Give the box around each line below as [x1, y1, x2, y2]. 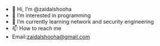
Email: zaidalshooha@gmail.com [11, 33, 91, 40]
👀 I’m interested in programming [11, 12, 91, 19]
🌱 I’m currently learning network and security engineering [11, 18, 154, 25]
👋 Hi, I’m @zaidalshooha [11, 6, 72, 12]
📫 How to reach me [11, 25, 61, 32]
